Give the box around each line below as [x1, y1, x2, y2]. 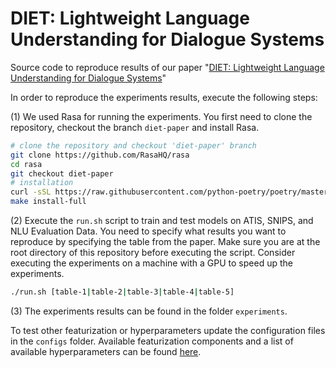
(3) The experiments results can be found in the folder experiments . [10, 305, 288, 317]
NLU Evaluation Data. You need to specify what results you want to [10, 225, 287, 237]
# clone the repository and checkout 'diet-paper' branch [10, 140, 257, 151]
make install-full [10, 197, 87, 207]
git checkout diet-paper [10, 168, 114, 179]
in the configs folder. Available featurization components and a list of [10, 335, 294, 347]
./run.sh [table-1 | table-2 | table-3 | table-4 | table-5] [10, 287, 235, 297]
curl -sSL [10, 187, 52, 197]
